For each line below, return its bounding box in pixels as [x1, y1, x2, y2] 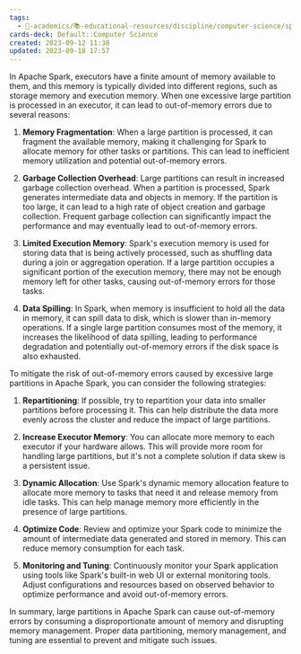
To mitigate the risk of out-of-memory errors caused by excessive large [9, 368, 273, 379]
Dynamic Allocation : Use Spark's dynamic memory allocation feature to [21, 478, 289, 489]
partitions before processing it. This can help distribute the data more [21, 405, 279, 416]
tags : [9, 13, 30, 22]
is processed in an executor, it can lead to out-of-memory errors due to [9, 100, 272, 110]
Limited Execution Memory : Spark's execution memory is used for [21, 238, 271, 249]
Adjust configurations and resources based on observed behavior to [21, 579, 275, 590]
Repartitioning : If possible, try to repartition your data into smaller [21, 395, 266, 406]
